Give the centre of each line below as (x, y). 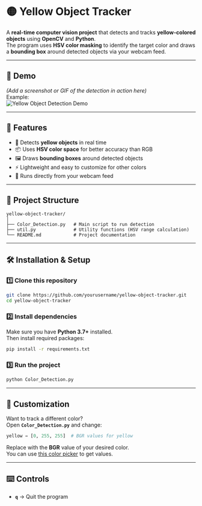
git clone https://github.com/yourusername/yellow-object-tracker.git (96, 295)
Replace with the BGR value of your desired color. (68, 447)
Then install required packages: (45, 338)
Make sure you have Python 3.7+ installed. (60, 332)
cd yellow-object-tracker (38, 300)
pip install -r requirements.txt (48, 349)
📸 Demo (21, 76)
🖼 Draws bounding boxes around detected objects (79, 158)
